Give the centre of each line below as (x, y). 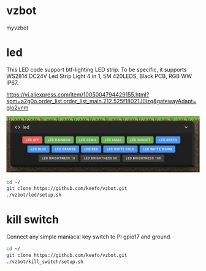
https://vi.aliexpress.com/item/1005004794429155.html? (78, 94)
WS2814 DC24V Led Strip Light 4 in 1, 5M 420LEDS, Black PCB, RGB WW (99, 76)
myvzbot (17, 28)
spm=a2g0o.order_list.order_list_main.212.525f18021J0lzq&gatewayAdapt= (101, 101)
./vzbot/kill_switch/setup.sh (45, 262)
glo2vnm (17, 108)
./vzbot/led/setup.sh (34, 195)
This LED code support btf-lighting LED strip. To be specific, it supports (97, 69)
